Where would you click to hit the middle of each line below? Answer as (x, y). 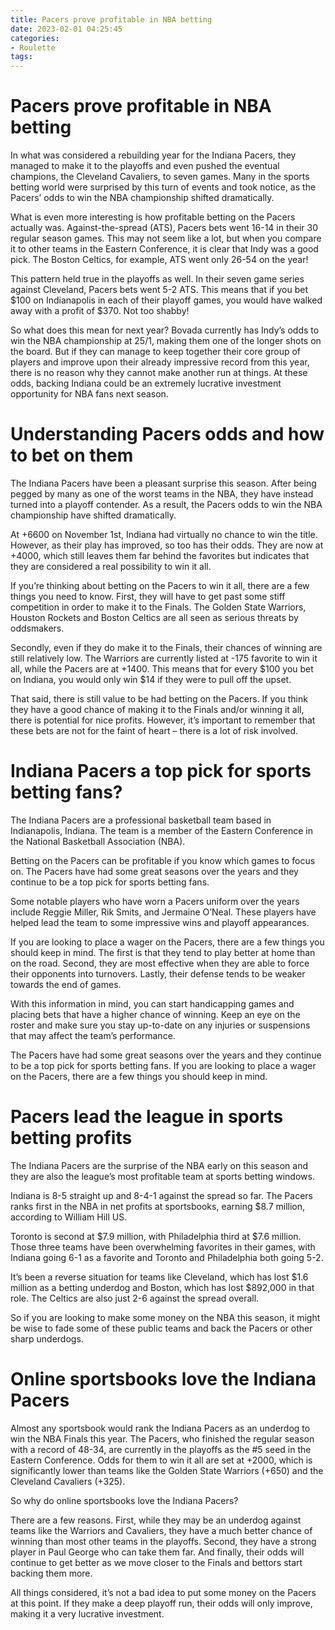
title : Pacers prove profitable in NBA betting (111, 19)
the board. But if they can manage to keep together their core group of (155, 352)
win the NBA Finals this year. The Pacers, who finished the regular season (162, 1438)
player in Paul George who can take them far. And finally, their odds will (157, 1552)
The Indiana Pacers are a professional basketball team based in (141, 820)
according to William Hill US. (69, 1217)
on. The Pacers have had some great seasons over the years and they (154, 871)
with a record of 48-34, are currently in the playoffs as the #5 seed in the (161, 1449)
